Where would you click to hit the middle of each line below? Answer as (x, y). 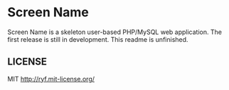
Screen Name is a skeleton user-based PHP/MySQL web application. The (115, 32)
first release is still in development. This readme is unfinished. (98, 39)
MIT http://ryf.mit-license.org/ (51, 79)
